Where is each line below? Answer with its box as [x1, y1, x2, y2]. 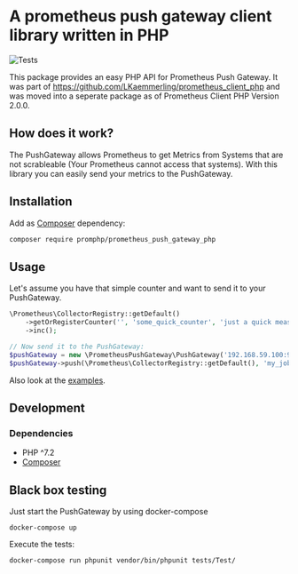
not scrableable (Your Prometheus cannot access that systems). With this [9, 158, 278, 170]
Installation [9, 194, 73, 210]
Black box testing [9, 482, 107, 498]
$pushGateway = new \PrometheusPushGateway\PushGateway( [9, 350, 224, 359]
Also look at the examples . [9, 375, 106, 386]
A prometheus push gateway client [9, 6, 272, 27]
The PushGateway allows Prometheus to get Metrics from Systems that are [9, 149, 284, 160]
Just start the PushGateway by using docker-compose [9, 506, 208, 516]
